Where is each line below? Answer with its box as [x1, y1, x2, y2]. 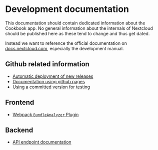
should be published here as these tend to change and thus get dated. [5, 30, 150, 36]
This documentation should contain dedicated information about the [5, 20, 145, 26]
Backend [5, 126, 33, 134]
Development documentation [5, 3, 129, 15]
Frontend [5, 98, 34, 107]
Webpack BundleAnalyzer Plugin [12, 111, 79, 118]
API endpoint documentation [12, 139, 71, 145]
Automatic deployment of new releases [12, 73, 93, 79]
